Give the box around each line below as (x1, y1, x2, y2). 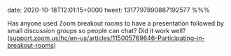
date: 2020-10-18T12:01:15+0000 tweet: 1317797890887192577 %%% (7, 6, 210, 14)
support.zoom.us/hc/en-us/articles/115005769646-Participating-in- (9, 34, 205, 42)
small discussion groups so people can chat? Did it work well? (7, 27, 186, 35)
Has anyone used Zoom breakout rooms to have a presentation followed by (7, 19, 224, 27)
